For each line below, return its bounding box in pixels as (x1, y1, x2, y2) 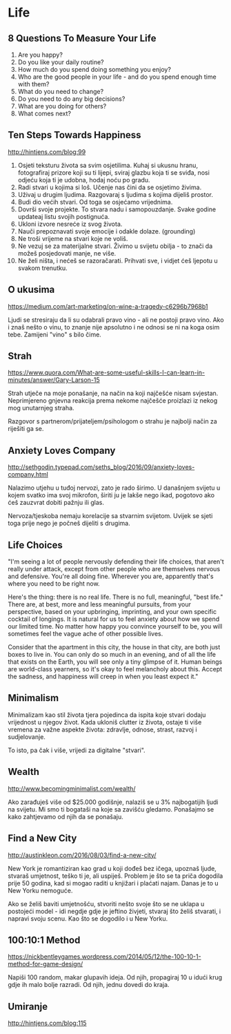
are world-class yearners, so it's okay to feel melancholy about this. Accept (8, 665, 223, 673)
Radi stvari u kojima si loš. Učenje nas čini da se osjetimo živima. (17, 183, 202, 191)
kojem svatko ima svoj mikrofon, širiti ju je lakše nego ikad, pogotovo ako (8, 491, 215, 499)
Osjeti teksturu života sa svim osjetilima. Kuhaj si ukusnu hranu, (17, 161, 199, 169)
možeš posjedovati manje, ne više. (17, 249, 117, 257)
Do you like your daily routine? (17, 58, 104, 66)
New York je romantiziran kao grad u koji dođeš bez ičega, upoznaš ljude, (8, 864, 217, 872)
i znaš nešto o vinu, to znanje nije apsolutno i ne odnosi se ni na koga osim (8, 323, 220, 331)
